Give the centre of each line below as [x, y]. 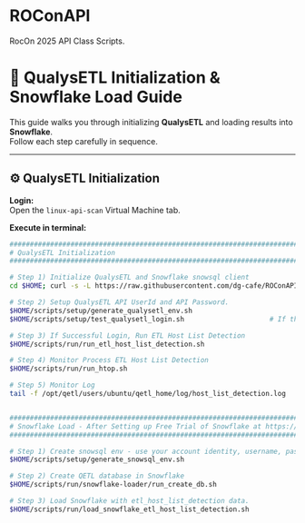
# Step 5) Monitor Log [52, 385]
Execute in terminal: [48, 227]
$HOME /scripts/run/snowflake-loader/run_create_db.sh [113, 485]
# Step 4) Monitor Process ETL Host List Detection [109, 360]
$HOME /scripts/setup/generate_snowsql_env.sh [97, 459]
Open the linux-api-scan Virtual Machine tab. [95, 210]
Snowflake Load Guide [96, 97]
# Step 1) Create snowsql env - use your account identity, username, [146, 451]
